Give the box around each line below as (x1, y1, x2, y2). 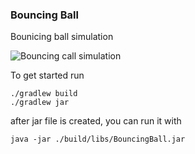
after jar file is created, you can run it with (10, 115, 182, 127)
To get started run (10, 69, 85, 82)
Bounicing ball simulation (10, 31, 114, 43)
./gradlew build (10, 89, 78, 99)
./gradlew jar (10, 98, 70, 108)
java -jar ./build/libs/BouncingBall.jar (10, 134, 186, 145)
